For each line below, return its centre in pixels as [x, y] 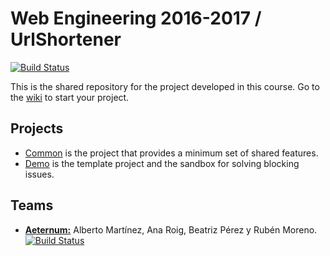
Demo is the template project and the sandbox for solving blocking [162, 163]
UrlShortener [66, 39]
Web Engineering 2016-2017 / [136, 18]
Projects [37, 128]
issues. [39, 174]
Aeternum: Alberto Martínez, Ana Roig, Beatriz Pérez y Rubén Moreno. [171, 229]
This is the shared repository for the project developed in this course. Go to [165, 86]
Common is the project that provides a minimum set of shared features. [171, 153]
